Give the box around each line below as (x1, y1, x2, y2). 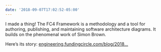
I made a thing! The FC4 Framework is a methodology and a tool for (5, 21, 145, 27)
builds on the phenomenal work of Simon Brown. (5, 31, 107, 37)
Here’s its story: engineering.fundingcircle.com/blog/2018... (5, 41, 128, 47)
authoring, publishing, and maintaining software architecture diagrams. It (5, 26, 156, 32)
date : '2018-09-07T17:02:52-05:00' (5, 7, 80, 12)
